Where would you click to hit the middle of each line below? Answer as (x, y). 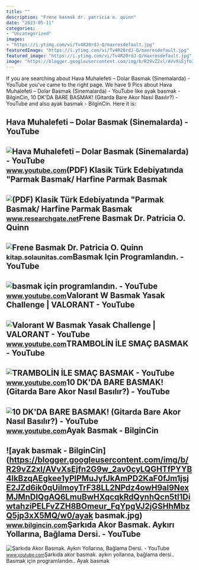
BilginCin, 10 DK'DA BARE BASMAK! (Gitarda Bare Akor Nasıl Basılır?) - (92, 97)
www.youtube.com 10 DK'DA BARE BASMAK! (85, 383)
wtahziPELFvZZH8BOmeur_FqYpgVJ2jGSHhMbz (98, 506)
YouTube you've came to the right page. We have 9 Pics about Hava (89, 84)
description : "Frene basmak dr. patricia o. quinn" (71, 17)
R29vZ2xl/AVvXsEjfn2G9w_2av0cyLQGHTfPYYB (99, 469)
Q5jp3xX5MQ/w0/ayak (50, 516)
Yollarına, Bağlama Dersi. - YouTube (73, 534)
